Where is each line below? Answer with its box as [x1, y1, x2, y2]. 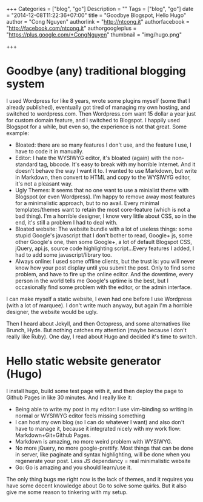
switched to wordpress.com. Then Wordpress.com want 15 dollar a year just [6, 110, 196, 117]
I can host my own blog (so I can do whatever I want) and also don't [15, 418, 185, 425]
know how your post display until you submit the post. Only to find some [15, 264, 196, 271]
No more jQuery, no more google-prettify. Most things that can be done [15, 444, 194, 451]
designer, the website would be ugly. [6, 308, 98, 315]
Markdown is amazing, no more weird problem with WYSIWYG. [15, 438, 173, 445]
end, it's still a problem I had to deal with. [15, 218, 118, 226]
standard [15, 161, 38, 168]
